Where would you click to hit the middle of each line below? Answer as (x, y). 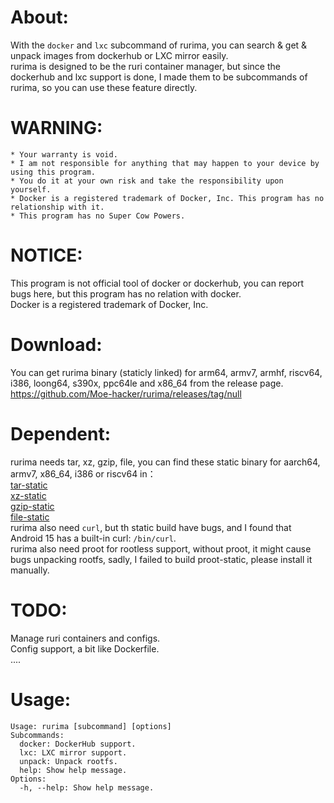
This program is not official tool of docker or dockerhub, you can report (157, 283)
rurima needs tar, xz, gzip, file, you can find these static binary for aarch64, (165, 462)
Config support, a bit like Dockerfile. (85, 648)
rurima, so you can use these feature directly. (104, 87)
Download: (56, 345)
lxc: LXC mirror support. (73, 752)
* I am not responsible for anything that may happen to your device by (165, 163)
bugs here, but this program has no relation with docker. (126, 293)
